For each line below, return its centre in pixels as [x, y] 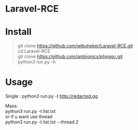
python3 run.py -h [36, 62]
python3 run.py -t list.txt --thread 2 [42, 122]
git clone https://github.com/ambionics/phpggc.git [70, 56]
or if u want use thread [29, 117]
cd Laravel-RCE [34, 51]
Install [18, 32]
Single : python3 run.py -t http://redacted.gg [52, 96]
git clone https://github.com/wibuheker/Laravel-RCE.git [75, 46]
